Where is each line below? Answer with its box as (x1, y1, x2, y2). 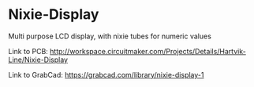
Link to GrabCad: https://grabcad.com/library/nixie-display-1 (8, 70, 204, 79)
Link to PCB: (8, 46, 49, 56)
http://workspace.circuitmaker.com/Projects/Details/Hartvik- (50, 46, 246, 56)
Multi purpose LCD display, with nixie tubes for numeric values (8, 31, 211, 41)
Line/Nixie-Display (8, 55, 69, 64)
